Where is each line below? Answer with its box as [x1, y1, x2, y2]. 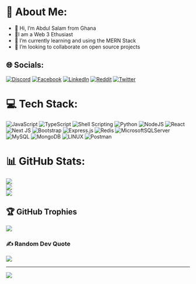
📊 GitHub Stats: [6, 154, 86, 168]
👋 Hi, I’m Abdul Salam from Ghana [14, 25, 96, 32]
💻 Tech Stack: [6, 97, 78, 110]
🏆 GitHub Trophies [6, 207, 78, 217]
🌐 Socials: [6, 60, 44, 70]
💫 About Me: [6, 5, 68, 19]
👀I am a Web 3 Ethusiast [14, 30, 73, 37]
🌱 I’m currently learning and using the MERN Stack [14, 37, 136, 44]
